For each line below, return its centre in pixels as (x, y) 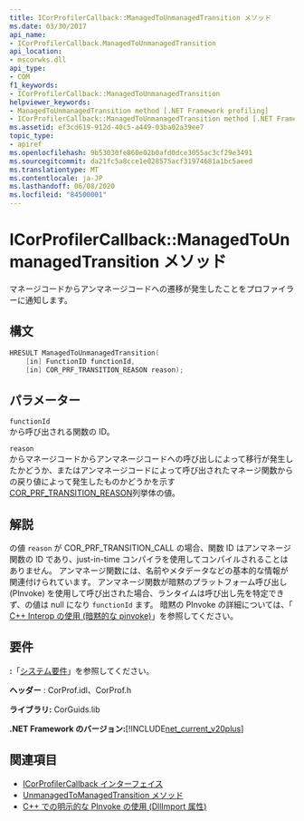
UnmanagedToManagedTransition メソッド (103, 795)
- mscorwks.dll (38, 60)
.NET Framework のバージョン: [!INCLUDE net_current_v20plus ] (127, 728)
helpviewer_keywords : (50, 102)
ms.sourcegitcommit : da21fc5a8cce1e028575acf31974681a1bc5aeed (131, 161)
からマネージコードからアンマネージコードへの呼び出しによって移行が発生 (147, 459)
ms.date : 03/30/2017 (48, 26)
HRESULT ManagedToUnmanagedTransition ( (85, 353)
